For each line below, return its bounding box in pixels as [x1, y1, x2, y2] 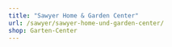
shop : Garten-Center [8, 26, 78, 34]
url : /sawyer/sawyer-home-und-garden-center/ [8, 19, 164, 27]
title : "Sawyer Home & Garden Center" [8, 11, 139, 20]
